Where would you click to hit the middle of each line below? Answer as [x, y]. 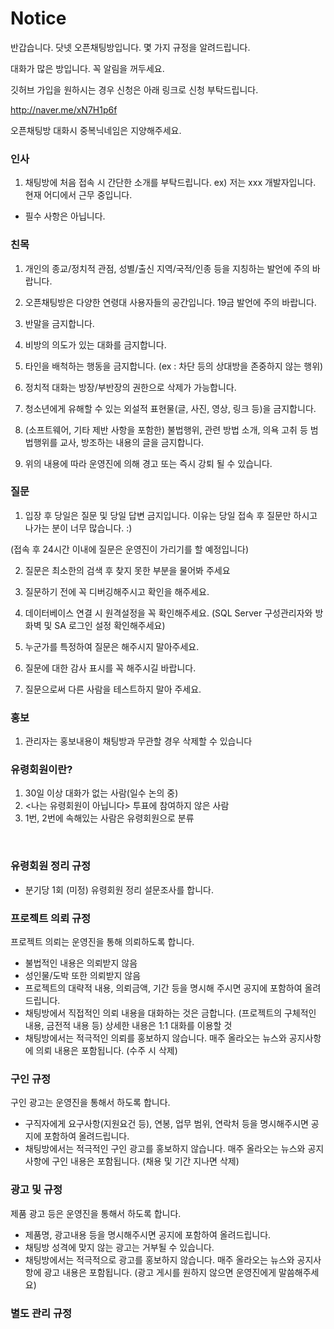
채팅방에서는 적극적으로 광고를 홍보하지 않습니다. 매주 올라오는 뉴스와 [159, 1259]
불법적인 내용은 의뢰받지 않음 [81, 963]
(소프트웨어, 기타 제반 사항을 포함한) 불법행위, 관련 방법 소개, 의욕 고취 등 [166, 429]
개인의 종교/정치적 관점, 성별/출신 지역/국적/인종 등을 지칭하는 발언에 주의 [167, 268]
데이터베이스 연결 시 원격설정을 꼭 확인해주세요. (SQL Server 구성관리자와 [168, 613]
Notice [38, 18]
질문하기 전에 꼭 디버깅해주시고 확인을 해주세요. [117, 591]
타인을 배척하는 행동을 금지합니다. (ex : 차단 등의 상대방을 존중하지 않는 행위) [174, 366]
